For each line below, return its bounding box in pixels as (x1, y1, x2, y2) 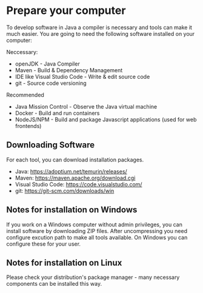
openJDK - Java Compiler (15, 60, 80, 67)
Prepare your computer (6, 4, 126, 18)
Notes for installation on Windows (6, 204, 138, 215)
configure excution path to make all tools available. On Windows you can (6, 234, 188, 241)
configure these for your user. (6, 240, 81, 248)
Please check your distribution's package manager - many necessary (6, 274, 180, 281)
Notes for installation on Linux (6, 257, 122, 268)
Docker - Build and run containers (15, 109, 100, 116)
